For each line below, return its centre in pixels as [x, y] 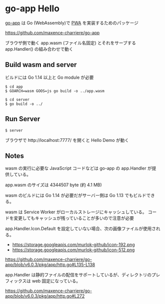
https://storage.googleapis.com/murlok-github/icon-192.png [73, 245]
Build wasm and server [41, 65]
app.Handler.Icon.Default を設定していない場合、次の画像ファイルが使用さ [81, 229]
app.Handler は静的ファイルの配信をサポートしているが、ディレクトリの [78, 275]
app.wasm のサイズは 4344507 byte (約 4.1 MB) [53, 185]
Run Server [23, 119]
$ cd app [14, 87]
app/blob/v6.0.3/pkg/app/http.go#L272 [45, 296]
